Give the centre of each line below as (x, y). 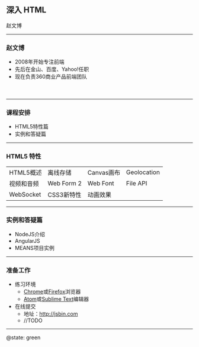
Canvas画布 (104, 172)
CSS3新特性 (65, 195)
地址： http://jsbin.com (51, 314)
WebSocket (25, 194)
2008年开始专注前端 (39, 62)
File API (137, 183)
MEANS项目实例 (35, 248)
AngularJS (27, 240)
